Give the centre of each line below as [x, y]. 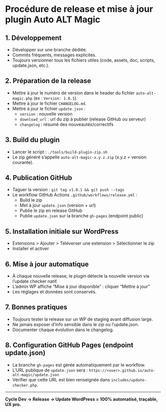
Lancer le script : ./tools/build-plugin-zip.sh [60, 152]
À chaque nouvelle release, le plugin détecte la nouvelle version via [81, 276]
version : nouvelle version [46, 114]
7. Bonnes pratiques [36, 307]
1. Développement [33, 38]
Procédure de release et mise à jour [79, 9]
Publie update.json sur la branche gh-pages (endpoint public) [81, 216]
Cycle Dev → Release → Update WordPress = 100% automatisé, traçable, [82, 399]
